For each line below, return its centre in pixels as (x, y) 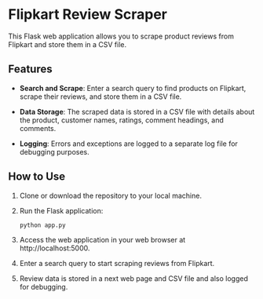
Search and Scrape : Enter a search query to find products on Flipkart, (133, 88)
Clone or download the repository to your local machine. (111, 195)
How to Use (37, 177)
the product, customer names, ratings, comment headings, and (121, 120)
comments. (38, 128)
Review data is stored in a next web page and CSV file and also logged (134, 279)
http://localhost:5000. (55, 248)
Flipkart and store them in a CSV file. (68, 44)
